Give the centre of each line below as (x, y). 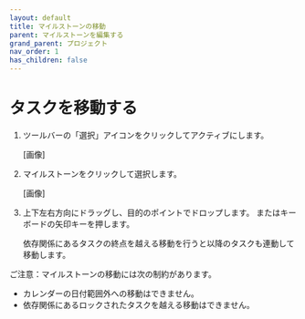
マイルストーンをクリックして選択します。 (102, 173)
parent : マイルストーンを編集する (67, 35)
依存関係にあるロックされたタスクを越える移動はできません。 (138, 304)
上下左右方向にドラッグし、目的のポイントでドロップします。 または (152, 212)
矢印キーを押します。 (95, 223)
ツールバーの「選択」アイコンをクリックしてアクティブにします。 (146, 135)
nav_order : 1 (34, 52)
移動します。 (47, 254)
